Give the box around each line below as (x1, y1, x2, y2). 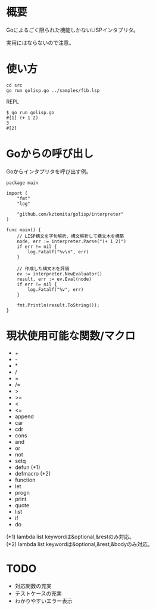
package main (6, 180, 39, 186)
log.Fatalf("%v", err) (27, 286, 84, 293)
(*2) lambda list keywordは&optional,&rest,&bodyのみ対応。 (6, 540, 153, 547)
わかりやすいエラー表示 (14, 597, 73, 604)
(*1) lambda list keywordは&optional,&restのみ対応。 (6, 533, 135, 540)
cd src (6, 82, 23, 88)
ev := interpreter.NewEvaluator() (17, 271, 102, 277)
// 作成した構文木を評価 (17, 265, 70, 272)
